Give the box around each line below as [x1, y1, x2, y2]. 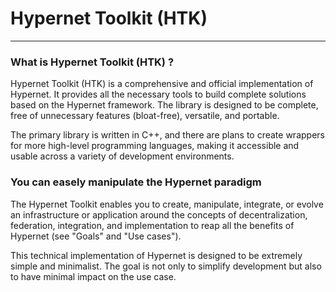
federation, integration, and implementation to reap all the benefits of [10, 219, 295, 231]
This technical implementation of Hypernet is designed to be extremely [10, 249, 303, 261]
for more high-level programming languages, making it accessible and [10, 140, 300, 152]
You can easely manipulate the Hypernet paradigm [10, 175, 262, 189]
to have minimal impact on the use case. [10, 270, 177, 282]
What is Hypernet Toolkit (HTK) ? [10, 55, 175, 69]
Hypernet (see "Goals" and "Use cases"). [10, 230, 182, 242]
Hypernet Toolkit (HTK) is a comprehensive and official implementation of [10, 78, 314, 90]
